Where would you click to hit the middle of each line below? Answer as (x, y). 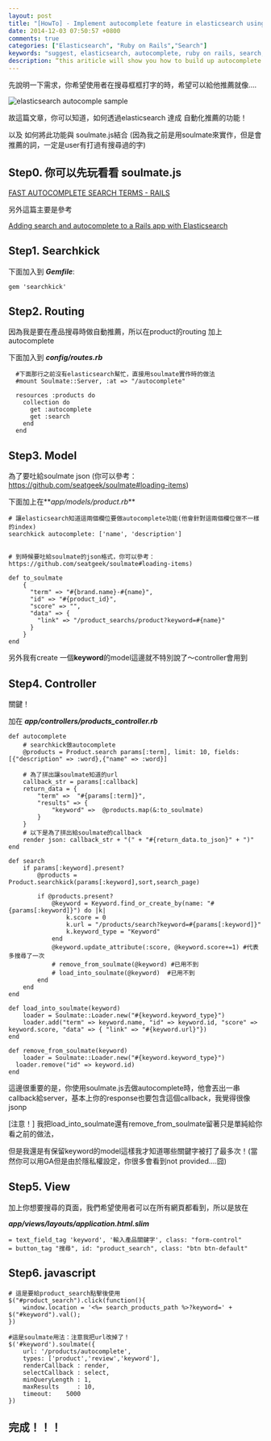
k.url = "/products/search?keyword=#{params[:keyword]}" (164, 924)
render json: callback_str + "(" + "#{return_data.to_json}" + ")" (138, 840)
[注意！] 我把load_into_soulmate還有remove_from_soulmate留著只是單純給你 (135, 1124)
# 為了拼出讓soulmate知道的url (71, 775)
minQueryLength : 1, (57, 1380)
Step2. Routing (46, 311)
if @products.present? (75, 896)
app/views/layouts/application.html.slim (79, 1223)
